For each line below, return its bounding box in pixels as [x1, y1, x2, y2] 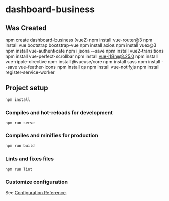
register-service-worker [5, 69, 55, 75]
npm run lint [5, 167, 33, 172]
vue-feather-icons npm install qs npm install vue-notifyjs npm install [18, 64, 160, 70]
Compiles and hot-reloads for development [5, 109, 114, 116]
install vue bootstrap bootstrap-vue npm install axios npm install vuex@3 [5, 42, 157, 48]
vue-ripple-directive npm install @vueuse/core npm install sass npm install [5, 59, 160, 64]
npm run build [5, 143, 35, 148]
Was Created [5, 24, 47, 32]
